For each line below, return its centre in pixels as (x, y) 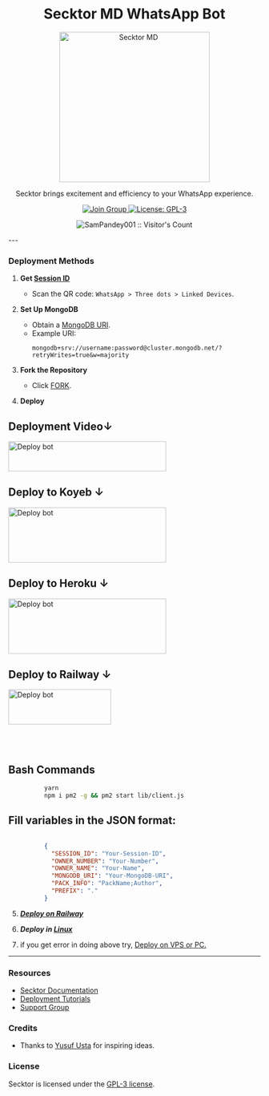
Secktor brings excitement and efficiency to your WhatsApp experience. (134, 193)
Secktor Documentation (59, 990)
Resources (30, 973)
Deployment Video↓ (61, 426)
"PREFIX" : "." (74, 891)
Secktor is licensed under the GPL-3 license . (82, 1084)
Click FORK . (52, 386)
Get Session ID (45, 278)
